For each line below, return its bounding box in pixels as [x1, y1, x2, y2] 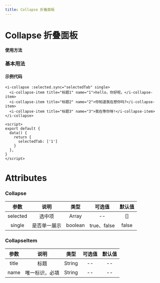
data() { [9, 130, 27, 135]
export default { [5, 126, 40, 131]
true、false [89, 222, 115, 229]
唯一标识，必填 [25, 269, 60, 276]
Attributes [5, 172, 47, 183]
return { [14, 134, 32, 140]
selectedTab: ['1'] [18, 139, 58, 144]
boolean [66, 222, 85, 229]
